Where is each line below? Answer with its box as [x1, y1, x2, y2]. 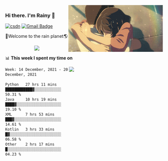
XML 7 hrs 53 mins [5, 112, 55, 117]
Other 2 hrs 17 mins [5, 142, 55, 147]
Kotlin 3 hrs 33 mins [5, 127, 55, 132]
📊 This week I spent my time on [5, 55, 73, 61]
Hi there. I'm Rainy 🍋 [5, 12, 55, 19]
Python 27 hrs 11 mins [5, 82, 57, 87]
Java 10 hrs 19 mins [5, 97, 57, 102]
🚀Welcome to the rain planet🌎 [5, 33, 68, 39]
